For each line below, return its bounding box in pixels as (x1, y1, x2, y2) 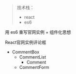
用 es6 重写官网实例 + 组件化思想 (5, 29, 71, 35)
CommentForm (19, 64, 49, 70)
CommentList (19, 54, 46, 60)
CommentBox (12, 49, 40, 55)
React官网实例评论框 (5, 39, 46, 45)
